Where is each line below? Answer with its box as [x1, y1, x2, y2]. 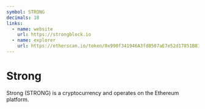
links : [6, 20, 23, 26]
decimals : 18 [6, 15, 40, 21]
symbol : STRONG [6, 9, 45, 15]
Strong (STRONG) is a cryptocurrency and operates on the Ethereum [6, 89, 179, 96]
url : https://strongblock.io [17, 32, 92, 38]
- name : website [12, 26, 53, 32]
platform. [6, 96, 29, 103]
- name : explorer [12, 37, 56, 43]
